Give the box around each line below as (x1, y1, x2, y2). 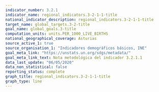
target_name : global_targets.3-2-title (5, 21, 90, 27)
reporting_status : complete (5, 70, 65, 75)
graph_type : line (5, 79, 42, 84)
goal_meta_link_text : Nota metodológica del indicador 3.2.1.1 (5, 55, 143, 60)
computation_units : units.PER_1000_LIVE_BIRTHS (5, 31, 109, 36)
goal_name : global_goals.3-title (5, 27, 76, 32)
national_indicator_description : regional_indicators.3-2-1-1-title (5, 17, 154, 22)
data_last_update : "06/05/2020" (5, 60, 74, 65)
